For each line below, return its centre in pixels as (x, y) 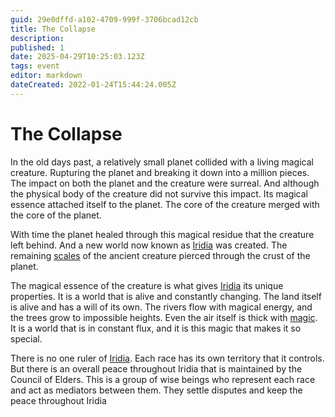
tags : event (35, 66)
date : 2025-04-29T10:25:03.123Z (77, 57)
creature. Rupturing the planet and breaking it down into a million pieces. (160, 172)
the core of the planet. (56, 215)
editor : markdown (46, 76)
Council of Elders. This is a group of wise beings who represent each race (163, 379)
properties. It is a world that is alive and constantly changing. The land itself (166, 296)
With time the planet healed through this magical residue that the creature (162, 234)
